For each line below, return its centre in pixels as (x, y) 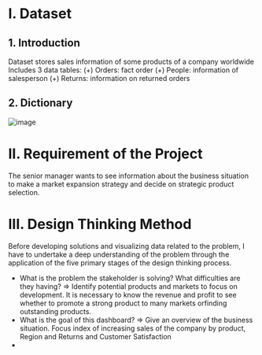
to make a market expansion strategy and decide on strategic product (121, 184)
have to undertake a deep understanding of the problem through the (119, 254)
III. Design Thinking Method (100, 224)
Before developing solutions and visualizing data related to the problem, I (127, 246)
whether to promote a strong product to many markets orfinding (123, 303)
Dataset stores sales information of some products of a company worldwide (131, 61)
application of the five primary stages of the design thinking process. (120, 263)
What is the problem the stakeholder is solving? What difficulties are (130, 278)
